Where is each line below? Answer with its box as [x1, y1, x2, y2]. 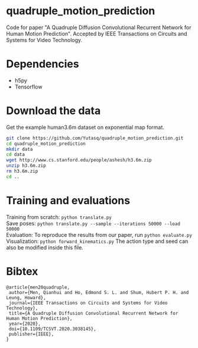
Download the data [6, 104, 101, 118]
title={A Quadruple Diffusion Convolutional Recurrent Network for [8, 310, 178, 316]
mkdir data [6, 146, 33, 152]
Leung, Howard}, [6, 295, 46, 300]
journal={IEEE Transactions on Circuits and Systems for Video [8, 300, 168, 306]
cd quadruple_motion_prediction [6, 141, 86, 147]
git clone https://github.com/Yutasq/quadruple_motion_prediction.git [6, 135, 184, 141]
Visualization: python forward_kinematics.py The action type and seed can [6, 238, 189, 245]
